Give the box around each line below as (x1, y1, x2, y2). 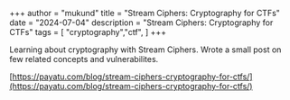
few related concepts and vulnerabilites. (9, 54, 159, 64)
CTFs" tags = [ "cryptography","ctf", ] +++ (9, 27, 167, 37)
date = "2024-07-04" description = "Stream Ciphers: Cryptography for (9, 17, 274, 28)
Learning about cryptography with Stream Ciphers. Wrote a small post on (9, 44, 282, 55)
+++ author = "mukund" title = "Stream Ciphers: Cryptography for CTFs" (9, 8, 280, 18)
